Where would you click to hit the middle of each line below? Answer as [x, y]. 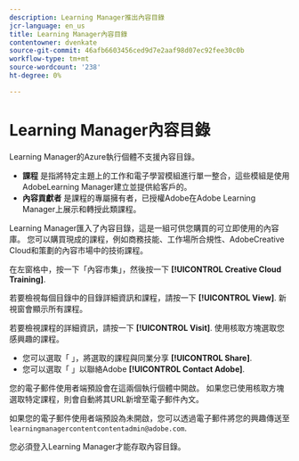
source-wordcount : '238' [55, 68]
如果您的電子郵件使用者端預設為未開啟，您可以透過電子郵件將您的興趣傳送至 [149, 418]
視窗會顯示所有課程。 [48, 309]
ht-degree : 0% [36, 76]
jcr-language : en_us [48, 26]
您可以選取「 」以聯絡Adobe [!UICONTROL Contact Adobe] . [133, 369]
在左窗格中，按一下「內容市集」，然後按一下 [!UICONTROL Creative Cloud [145, 269]
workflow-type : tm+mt [49, 59]
